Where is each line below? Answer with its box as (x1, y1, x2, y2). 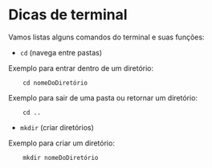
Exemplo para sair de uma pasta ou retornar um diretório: (8, 92, 198, 102)
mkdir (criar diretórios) (19, 122, 95, 132)
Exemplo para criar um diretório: (8, 138, 115, 148)
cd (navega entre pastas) (19, 47, 103, 57)
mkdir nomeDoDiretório (22, 154, 99, 162)
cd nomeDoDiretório (22, 79, 88, 87)
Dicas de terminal (8, 6, 128, 24)
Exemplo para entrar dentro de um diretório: (8, 63, 154, 73)
